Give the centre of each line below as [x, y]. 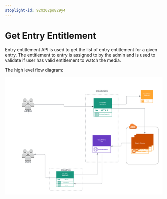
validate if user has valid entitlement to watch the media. [63, 60]
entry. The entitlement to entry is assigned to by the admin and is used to [80, 55]
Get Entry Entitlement [51, 36]
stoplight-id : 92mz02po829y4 [35, 10]
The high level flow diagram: [34, 70]
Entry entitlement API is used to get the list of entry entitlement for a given [81, 49]
